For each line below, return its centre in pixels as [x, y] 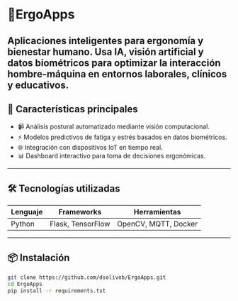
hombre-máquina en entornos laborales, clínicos [117, 74]
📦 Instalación [39, 257]
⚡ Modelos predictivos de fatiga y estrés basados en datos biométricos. [123, 137]
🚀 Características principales [73, 109]
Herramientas [157, 212]
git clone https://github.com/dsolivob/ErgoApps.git [87, 278]
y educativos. [38, 85]
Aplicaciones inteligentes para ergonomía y [106, 41]
